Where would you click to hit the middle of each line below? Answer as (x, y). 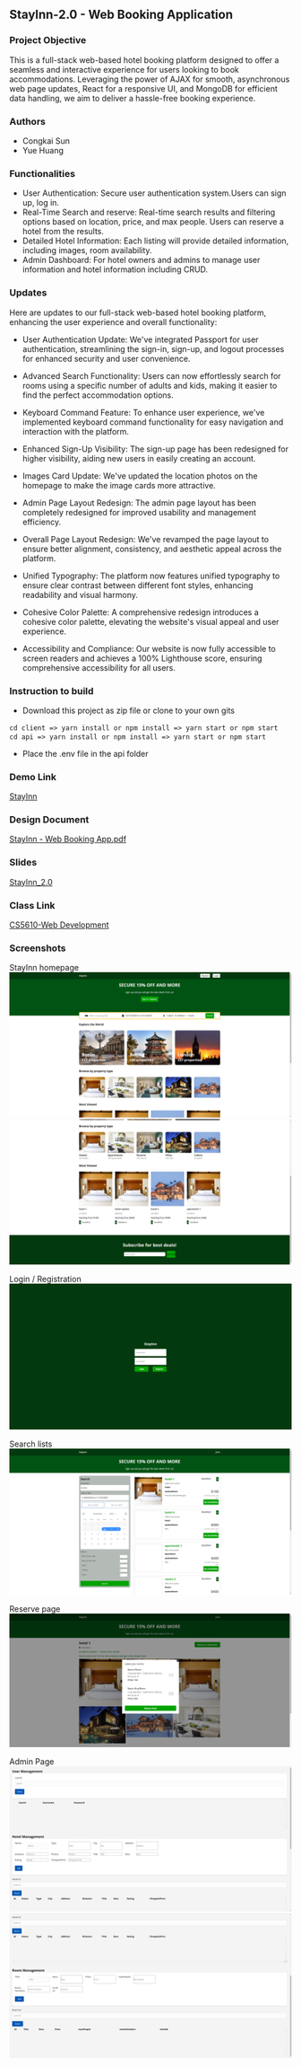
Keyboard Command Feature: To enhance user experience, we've (143, 412)
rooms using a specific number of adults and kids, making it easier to (150, 385)
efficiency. (41, 522)
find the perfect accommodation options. (98, 395)
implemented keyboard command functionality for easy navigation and (153, 422)
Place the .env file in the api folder (86, 753)
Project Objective (48, 40)
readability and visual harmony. (80, 594)
